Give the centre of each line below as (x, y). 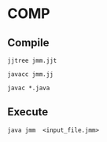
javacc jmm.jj (31, 75)
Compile (28, 43)
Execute (28, 112)
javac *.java (29, 88)
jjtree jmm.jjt (32, 60)
